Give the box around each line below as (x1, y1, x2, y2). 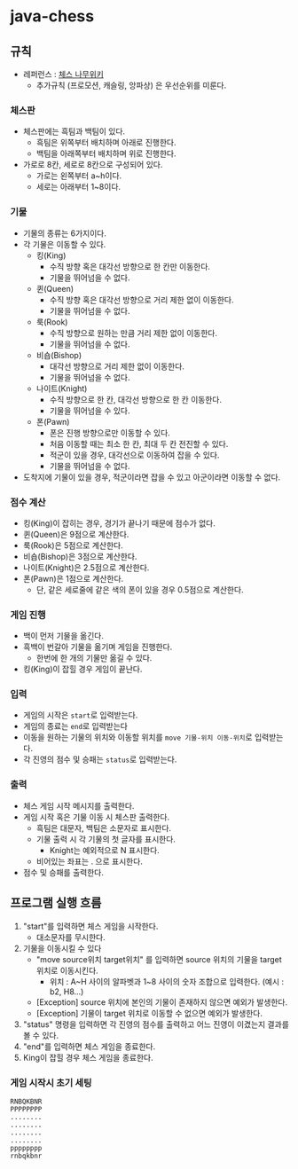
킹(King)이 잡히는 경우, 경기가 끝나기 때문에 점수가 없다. (22, 517, 216, 529)
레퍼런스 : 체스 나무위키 (22, 69, 105, 79)
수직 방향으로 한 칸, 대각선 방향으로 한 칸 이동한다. (49, 394, 223, 404)
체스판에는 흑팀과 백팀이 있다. (22, 126, 126, 137)
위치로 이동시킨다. (35, 965, 98, 976)
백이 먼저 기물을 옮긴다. (22, 631, 105, 641)
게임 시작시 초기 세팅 (10, 1076, 92, 1088)
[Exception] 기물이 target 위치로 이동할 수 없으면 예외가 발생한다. (35, 1008, 263, 1018)
